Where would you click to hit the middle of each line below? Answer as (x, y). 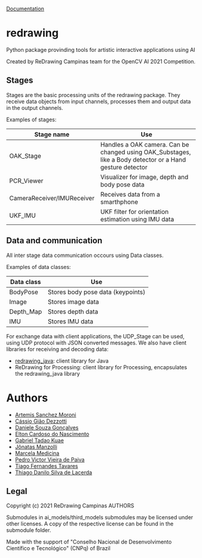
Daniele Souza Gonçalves (47, 427)
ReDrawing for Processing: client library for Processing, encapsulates (101, 367)
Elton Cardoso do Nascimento (52, 434)
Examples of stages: (32, 119)
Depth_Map (26, 311)
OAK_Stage (25, 156)
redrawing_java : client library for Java (62, 361)
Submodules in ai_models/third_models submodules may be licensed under (100, 518)
